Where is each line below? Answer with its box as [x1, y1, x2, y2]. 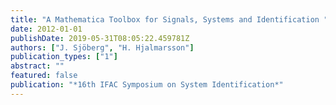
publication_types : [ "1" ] [10, 52, 118, 62]
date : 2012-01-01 [10, 24, 83, 34]
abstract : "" [10, 61, 65, 71]
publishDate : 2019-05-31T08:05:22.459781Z [10, 33, 190, 43]
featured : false [10, 71, 78, 81]
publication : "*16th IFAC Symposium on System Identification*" [10, 80, 284, 90]
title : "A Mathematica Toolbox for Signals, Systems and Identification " [10, 14, 329, 25]
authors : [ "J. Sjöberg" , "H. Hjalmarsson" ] [10, 42, 195, 53]
